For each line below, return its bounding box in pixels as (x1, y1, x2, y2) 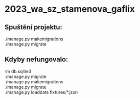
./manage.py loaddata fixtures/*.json (4, 89, 78, 95)
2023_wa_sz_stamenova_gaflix (4, 3, 135, 15)
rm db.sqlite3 (4, 68, 31, 74)
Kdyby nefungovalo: (4, 55, 68, 64)
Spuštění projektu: (4, 23, 62, 31)
